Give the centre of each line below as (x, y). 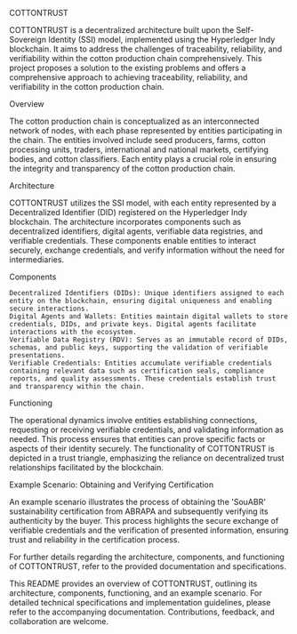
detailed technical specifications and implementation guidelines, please (140, 602)
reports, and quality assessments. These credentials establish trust (143, 379)
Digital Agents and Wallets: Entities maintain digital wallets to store (149, 317)
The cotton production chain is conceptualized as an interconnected (134, 121)
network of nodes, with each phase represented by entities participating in (146, 131)
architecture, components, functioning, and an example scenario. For (136, 593)
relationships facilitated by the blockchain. (87, 467)
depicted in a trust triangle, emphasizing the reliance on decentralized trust (147, 458)
